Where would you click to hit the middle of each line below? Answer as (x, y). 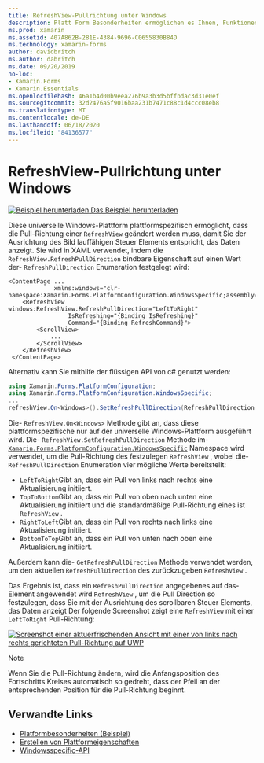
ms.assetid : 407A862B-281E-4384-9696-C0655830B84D (93, 37)
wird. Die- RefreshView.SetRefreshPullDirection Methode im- (108, 440)
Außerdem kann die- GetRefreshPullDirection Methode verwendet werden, (131, 562)
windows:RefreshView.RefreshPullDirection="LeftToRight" (103, 309)
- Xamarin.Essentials (44, 88)
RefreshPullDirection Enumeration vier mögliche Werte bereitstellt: (117, 465)
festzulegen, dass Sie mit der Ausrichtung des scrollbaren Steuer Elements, (130, 603)
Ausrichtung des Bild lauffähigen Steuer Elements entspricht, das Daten (124, 241)
